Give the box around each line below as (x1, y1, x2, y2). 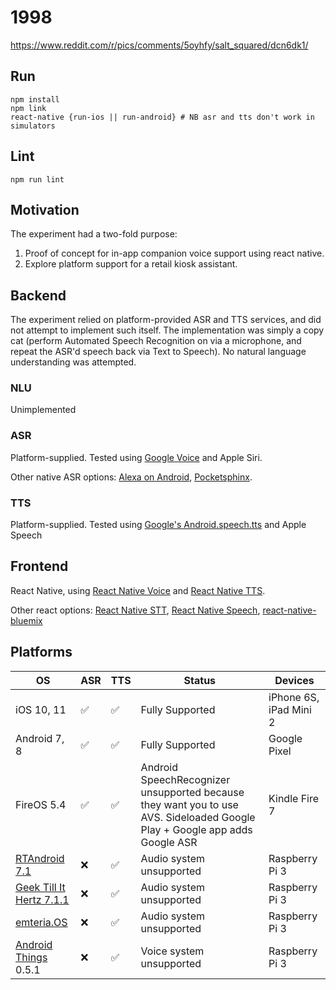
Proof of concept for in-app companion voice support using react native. (24, 247, 325, 260)
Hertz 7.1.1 (15, 892, 70, 906)
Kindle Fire (268, 791, 320, 805)
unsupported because (140, 785, 245, 799)
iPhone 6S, (268, 690, 320, 704)
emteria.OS (15, 915, 68, 929)
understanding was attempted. (10, 356, 137, 368)
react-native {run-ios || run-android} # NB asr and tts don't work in (10, 112, 315, 122)
